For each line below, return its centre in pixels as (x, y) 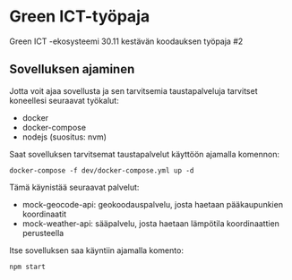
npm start (28, 267)
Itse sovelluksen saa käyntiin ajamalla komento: (96, 250)
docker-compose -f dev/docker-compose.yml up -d (102, 170)
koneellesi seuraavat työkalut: (64, 100)
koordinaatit (44, 214)
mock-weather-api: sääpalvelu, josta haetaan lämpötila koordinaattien (151, 223)
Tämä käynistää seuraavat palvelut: (74, 187)
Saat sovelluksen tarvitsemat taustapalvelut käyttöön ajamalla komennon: (145, 154)
